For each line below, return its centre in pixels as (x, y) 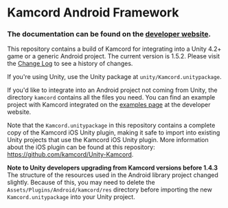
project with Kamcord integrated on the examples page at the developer (109, 105)
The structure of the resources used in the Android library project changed (113, 175)
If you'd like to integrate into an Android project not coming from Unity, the (112, 90)
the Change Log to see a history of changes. (70, 64)
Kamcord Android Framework (93, 13)
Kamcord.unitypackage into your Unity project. (71, 197)
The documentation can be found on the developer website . (109, 34)
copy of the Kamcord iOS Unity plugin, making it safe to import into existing (114, 132)
